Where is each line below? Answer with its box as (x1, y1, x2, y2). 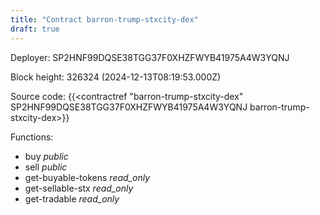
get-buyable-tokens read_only (24, 171, 151, 183)
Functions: (10, 131, 54, 143)
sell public (24, 161, 68, 173)
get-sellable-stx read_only (24, 182, 134, 194)
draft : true (10, 24, 60, 34)
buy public (24, 150, 69, 162)
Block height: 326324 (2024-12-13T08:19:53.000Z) (10, 71, 222, 83)
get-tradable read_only (24, 192, 120, 205)
